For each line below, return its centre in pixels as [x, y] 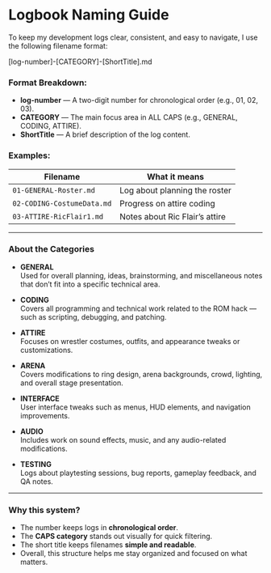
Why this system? [44, 510]
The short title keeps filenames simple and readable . [108, 545]
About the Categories [52, 249]
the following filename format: [58, 45]
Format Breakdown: [48, 83]
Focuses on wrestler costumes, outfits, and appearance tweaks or [130, 341]
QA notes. [37, 481]
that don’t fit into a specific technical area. [90, 284]
